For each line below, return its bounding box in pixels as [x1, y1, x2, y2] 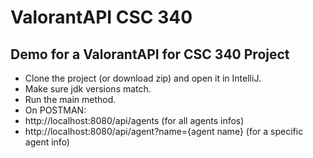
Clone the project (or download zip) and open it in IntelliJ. [24, 72, 262, 84]
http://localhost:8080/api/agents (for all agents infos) [24, 115, 245, 126]
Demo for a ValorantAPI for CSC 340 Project [10, 46, 290, 63]
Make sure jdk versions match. [24, 83, 152, 95]
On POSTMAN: [24, 104, 87, 116]
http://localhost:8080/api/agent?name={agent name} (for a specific [24, 126, 304, 137]
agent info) [24, 136, 70, 148]
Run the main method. [24, 94, 117, 105]
